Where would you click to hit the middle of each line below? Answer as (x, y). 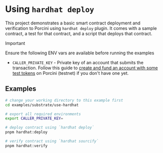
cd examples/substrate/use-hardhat (42, 105)
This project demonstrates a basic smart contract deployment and (73, 23)
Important (15, 43)
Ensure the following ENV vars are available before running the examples (80, 53)
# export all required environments (43, 114)
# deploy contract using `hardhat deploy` (50, 128)
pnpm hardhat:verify (27, 146)
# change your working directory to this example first (64, 100)
